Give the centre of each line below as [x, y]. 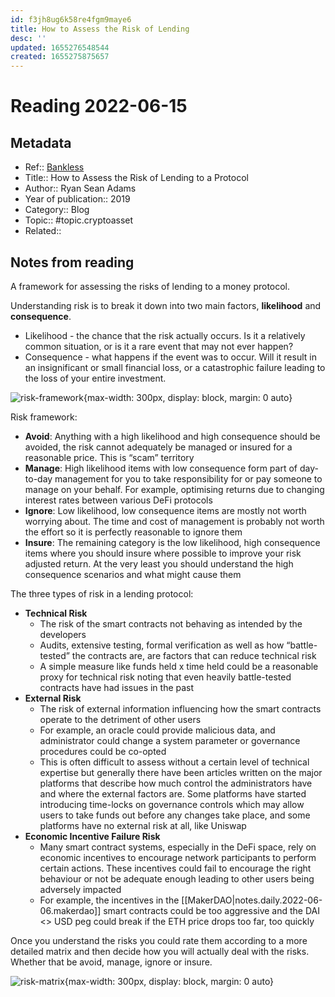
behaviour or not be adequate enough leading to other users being [177, 878]
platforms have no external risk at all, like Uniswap [143, 825]
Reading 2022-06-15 [99, 106]
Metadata [41, 142]
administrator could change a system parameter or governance [170, 740]
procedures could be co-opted [103, 751]
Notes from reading [72, 262]
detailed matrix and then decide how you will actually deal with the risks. [160, 951]
